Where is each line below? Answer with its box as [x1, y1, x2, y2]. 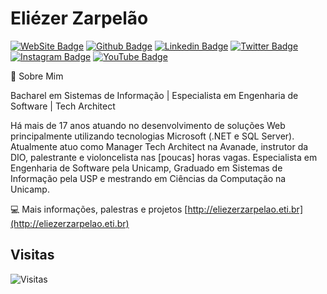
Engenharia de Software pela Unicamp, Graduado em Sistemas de [10, 162, 283, 174]
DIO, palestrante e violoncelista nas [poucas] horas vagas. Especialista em [10, 151, 318, 163]
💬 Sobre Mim [10, 70, 64, 82]
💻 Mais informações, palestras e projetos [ [10, 203, 188, 215]
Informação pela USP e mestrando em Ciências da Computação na [10, 172, 287, 184]
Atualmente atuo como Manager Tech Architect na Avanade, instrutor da [10, 140, 309, 152]
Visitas [10, 247, 55, 264]
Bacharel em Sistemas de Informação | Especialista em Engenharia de [10, 89, 299, 101]
